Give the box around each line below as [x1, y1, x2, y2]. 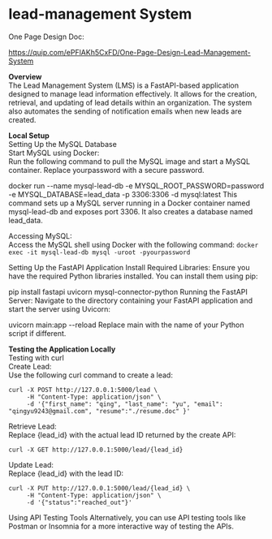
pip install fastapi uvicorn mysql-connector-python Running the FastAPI [8, 287, 248, 296]
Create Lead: [8, 361, 52, 371]
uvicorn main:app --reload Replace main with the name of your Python [8, 320, 245, 330]
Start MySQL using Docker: [8, 148, 100, 157]
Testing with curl [8, 352, 65, 362]
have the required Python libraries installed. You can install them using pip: [8, 271, 258, 281]
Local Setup [8, 131, 50, 140]
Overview [8, 71, 42, 81]
